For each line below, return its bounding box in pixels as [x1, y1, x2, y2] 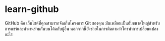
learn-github [5, 3, 59, 15]
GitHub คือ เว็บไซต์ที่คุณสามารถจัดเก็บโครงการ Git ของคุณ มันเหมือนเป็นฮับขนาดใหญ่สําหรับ [5, 20, 160, 26]
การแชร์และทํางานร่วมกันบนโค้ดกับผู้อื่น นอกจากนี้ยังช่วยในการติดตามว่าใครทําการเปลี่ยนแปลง [5, 25, 158, 31]
